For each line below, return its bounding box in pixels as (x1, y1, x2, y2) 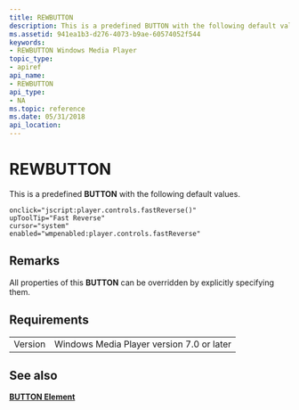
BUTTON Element (9, 391, 76, 402)
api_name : (9, 71, 46, 80)
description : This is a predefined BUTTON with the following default (9, 21, 277, 30)
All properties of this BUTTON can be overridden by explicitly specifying (9, 277, 274, 288)
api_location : (9, 121, 62, 130)
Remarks (9, 253, 61, 268)
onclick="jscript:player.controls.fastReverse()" (9, 206, 198, 215)
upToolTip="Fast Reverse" (9, 213, 105, 223)
